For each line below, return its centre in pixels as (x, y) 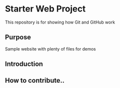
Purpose (18, 37)
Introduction (24, 64)
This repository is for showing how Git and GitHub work (60, 22)
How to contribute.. (35, 80)
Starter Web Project (45, 9)
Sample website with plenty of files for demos (51, 49)
